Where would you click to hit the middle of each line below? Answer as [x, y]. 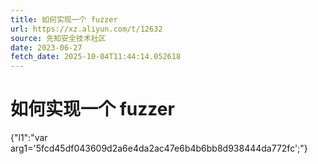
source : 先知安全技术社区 [58, 38]
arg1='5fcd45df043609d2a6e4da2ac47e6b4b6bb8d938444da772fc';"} [159, 148]
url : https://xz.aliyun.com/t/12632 [86, 29]
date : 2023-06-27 [46, 47]
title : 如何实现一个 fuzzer [64, 19]
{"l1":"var [29, 138]
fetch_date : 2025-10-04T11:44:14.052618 [96, 57]
